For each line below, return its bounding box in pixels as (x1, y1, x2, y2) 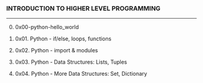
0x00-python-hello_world (14, 23, 79, 31)
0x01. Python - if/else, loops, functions (14, 35, 112, 43)
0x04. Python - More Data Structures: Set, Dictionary (14, 70, 147, 78)
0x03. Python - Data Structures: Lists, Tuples (14, 58, 127, 66)
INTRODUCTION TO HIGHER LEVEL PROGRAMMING (6, 4, 161, 13)
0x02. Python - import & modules (14, 47, 98, 54)
